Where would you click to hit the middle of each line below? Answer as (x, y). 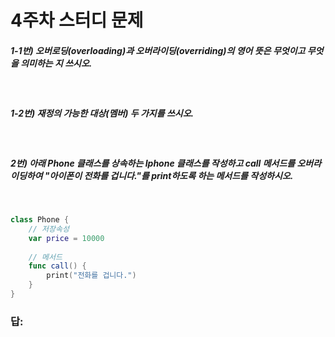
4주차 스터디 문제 (77, 20)
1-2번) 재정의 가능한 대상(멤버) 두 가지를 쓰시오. (102, 113)
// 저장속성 (49, 229)
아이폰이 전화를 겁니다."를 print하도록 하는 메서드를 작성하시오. (171, 175)
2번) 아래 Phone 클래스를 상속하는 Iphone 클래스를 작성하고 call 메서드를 (153, 163)
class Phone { (40, 220)
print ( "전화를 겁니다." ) (91, 276)
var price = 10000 (66, 238)
